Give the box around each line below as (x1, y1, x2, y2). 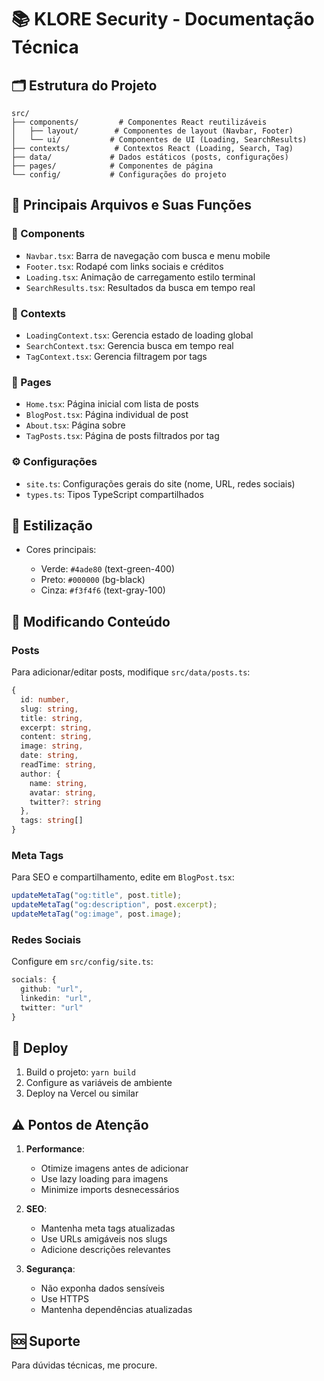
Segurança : (25, 1263, 76, 1275)
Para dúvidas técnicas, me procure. (11, 1359, 158, 1371)
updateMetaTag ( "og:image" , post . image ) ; (11, 909, 183, 920)
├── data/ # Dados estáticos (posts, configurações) (11, 152, 289, 162)
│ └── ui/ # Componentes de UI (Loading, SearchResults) (11, 135, 308, 145)
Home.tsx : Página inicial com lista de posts (25, 398, 199, 410)
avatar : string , (29, 787, 98, 798)
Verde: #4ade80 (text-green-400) (40, 563, 176, 575)
